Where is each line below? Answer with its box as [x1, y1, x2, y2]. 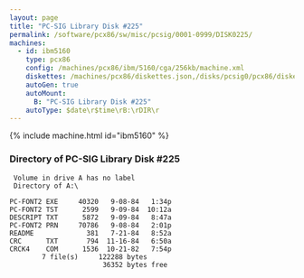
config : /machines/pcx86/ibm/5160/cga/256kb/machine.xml [25, 64, 245, 73]
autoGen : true [25, 80, 79, 89]
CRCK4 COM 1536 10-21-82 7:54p [9, 245, 172, 254]
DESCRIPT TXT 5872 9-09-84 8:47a [9, 213, 172, 222]
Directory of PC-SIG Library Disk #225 [9, 153, 181, 165]
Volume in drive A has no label [13, 173, 136, 182]
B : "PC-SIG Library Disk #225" [33, 97, 152, 107]
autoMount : [25, 88, 67, 97]
